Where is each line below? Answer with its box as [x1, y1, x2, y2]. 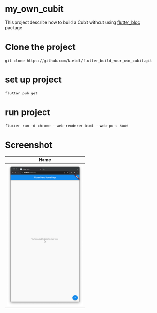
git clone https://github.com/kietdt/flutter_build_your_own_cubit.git [5, 58, 152, 63]
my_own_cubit [5, 3, 64, 15]
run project [5, 107, 51, 118]
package [5, 24, 23, 30]
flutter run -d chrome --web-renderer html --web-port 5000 [5, 124, 129, 128]
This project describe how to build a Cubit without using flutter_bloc [5, 19, 140, 25]
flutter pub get [5, 91, 38, 95]
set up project [5, 74, 62, 85]
